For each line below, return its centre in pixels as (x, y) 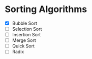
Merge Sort (24, 40)
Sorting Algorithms (46, 9)
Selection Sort (27, 29)
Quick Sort (23, 46)
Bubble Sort (25, 23)
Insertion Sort (26, 35)
